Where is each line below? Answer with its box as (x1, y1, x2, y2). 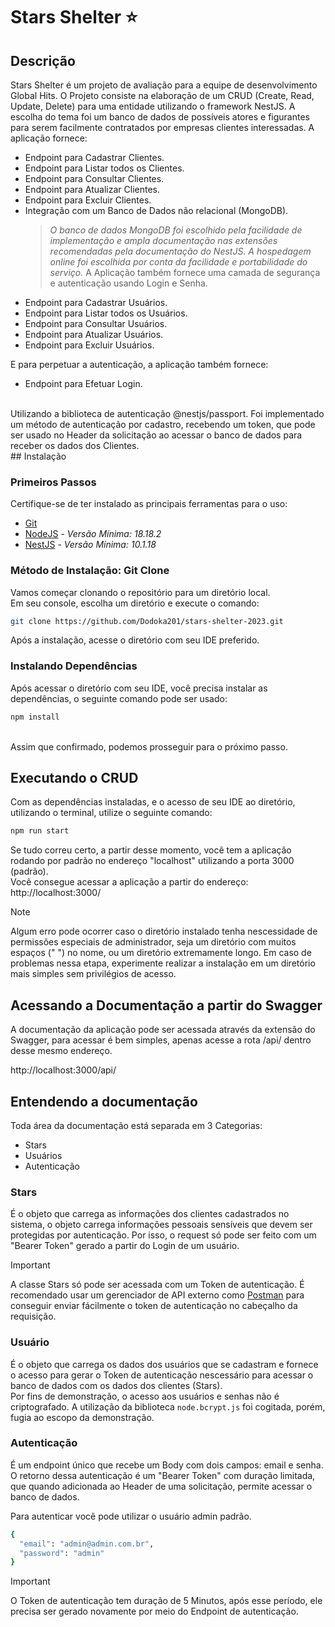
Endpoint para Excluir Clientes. (24, 194, 152, 206)
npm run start (10, 826, 70, 836)
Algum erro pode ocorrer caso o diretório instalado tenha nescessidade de (10, 925, 318, 938)
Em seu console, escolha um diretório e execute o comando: (10, 597, 260, 609)
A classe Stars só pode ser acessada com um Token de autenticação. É (10, 1279, 305, 1291)
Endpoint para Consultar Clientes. (24, 173, 165, 184)
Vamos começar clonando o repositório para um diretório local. (10, 586, 271, 598)
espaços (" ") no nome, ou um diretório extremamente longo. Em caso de (10, 947, 312, 959)
